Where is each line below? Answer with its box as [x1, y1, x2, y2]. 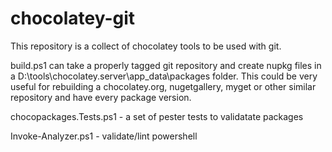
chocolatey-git [10, 7, 136, 30]
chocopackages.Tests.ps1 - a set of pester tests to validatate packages [10, 110, 304, 122]
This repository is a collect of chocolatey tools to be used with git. [10, 40, 282, 52]
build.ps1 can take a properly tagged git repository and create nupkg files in [10, 59, 322, 71]
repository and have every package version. [10, 91, 192, 103]
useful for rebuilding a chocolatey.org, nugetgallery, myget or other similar [10, 80, 317, 92]
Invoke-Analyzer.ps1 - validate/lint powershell [10, 130, 198, 142]
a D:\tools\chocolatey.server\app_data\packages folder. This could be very [10, 70, 318, 82]
